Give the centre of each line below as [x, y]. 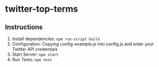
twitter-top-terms [42, 9]
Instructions [24, 27]
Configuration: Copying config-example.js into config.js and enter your [83, 44]
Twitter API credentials [35, 49]
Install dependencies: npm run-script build [56, 39]
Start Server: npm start [35, 54]
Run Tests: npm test [32, 59]
